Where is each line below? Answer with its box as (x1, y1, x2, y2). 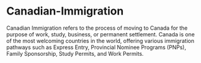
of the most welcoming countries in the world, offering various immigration (6, 37, 194, 44)
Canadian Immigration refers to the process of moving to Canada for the (6, 24, 188, 31)
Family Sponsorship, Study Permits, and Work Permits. (6, 50, 144, 57)
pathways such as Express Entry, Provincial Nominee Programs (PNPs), (6, 44, 186, 51)
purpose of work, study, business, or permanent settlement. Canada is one (6, 30, 195, 38)
